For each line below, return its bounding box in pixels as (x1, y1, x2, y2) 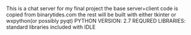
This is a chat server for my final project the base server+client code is (6, 5, 179, 12)
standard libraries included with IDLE (6, 23, 96, 30)
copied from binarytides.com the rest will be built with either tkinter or (6, 11, 176, 18)
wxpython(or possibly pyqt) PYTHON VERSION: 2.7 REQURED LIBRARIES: (6, 17, 186, 24)
